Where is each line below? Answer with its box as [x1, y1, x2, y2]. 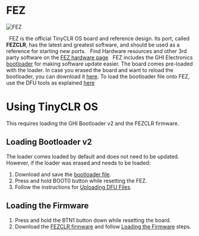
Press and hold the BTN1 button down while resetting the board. [14, 216, 171, 223]
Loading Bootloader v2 [6, 137, 92, 147]
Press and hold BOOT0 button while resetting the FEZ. [14, 177, 147, 184]
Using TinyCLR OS [6, 100, 99, 114]
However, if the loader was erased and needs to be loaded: [6, 159, 151, 166]
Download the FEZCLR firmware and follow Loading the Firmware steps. [14, 223, 191, 230]
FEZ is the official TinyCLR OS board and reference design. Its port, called [8, 35, 190, 42]
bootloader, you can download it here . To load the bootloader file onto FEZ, [6, 73, 190, 80]
